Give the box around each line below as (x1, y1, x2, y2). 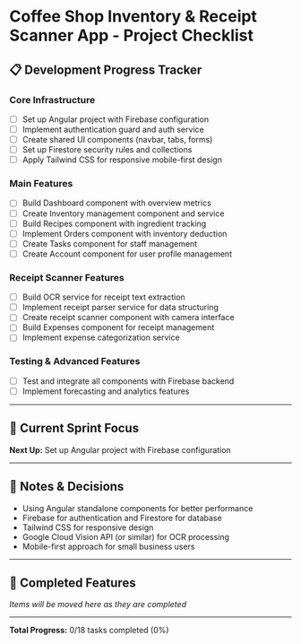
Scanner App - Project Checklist (9, 25, 254, 46)
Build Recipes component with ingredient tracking (21, 218, 207, 229)
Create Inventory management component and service (21, 208, 225, 219)
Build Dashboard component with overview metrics (21, 197, 212, 208)
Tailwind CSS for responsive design (21, 522, 154, 533)
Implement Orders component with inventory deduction (21, 228, 228, 239)
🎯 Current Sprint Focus (9, 421, 140, 436)
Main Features (9, 178, 73, 190)
